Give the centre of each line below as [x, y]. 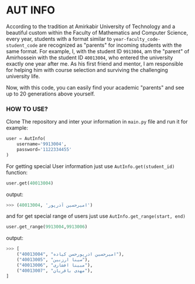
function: [17, 172]
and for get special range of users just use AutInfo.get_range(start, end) [96, 216]
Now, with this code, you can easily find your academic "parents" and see [95, 87]
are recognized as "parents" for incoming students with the [110, 45]
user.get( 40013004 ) [30, 183]
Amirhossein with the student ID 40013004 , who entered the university [90, 57]
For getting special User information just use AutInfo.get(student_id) [90, 166]
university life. [23, 76]
